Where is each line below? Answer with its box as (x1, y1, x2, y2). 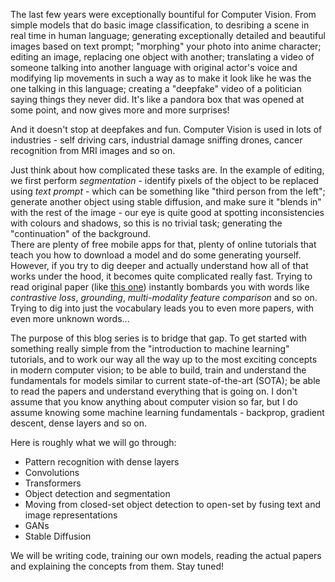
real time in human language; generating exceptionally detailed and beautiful (10, 30, 326, 41)
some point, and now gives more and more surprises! (10, 104, 230, 116)
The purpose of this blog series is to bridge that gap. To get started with (10, 332, 308, 344)
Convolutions (24, 467, 80, 478)
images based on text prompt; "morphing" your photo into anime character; (10, 40, 322, 52)
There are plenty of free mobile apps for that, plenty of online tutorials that (10, 239, 317, 250)
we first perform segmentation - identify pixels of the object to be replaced (10, 175, 320, 186)
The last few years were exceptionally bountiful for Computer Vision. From (10, 9, 317, 20)
